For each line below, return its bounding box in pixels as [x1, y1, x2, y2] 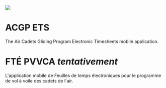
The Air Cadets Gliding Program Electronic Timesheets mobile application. [5, 38, 159, 44]
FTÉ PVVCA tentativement [5, 56, 118, 67]
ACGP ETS [5, 22, 50, 33]
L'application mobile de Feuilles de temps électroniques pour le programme [5, 72, 161, 78]
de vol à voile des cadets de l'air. [5, 77, 73, 83]
